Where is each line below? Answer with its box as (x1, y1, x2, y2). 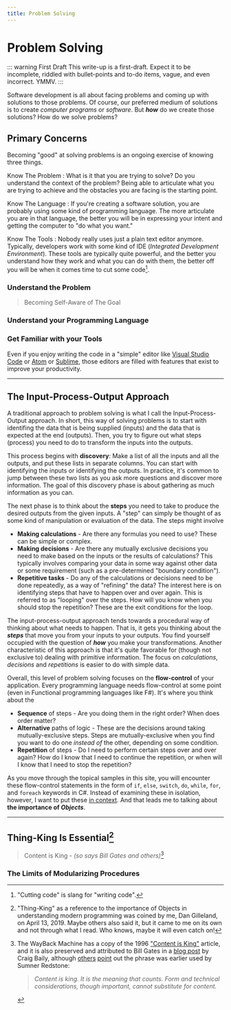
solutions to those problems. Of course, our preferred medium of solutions (7, 98, 218, 106)
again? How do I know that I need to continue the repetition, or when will (16, 753, 222, 762)
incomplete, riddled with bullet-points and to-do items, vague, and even (7, 70, 210, 78)
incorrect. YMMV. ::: (7, 77, 64, 86)
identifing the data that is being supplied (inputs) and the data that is (7, 424, 201, 432)
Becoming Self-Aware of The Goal (23, 298, 121, 307)
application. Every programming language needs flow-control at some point (7, 681, 222, 690)
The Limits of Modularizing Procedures (7, 869, 140, 878)
